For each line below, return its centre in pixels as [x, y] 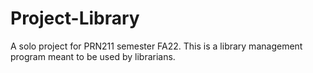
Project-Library [75, 18]
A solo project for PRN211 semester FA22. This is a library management [156, 46]
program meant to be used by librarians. [93, 56]
